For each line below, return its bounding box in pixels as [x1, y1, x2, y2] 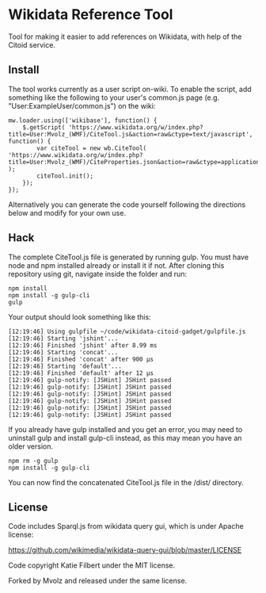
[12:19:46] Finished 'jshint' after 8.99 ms [8, 341, 158, 350]
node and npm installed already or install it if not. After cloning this [8, 260, 225, 270]
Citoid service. [8, 40, 55, 49]
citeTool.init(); [36, 172, 93, 180]
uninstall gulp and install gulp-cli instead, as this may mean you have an [8, 433, 242, 442]
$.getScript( [22, 123, 66, 132]
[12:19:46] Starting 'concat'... [8, 348, 119, 356]
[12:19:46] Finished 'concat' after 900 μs [8, 355, 154, 363]
